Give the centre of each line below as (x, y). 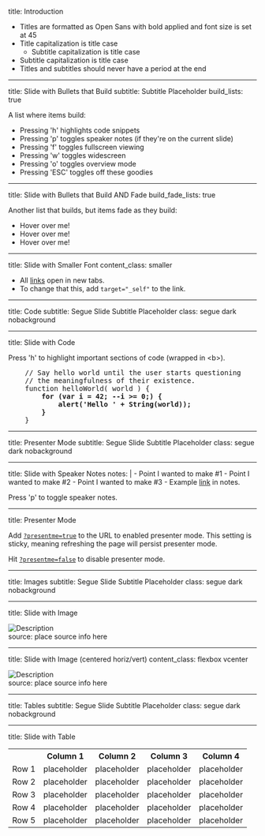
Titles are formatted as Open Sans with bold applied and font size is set (136, 26)
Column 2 (117, 756)
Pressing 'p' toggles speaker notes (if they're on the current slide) (127, 139)
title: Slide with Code (42, 342)
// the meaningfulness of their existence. (110, 381)
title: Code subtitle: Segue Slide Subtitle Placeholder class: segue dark (122, 311)
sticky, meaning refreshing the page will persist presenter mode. (113, 544)
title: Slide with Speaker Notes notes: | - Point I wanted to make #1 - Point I (129, 474)
